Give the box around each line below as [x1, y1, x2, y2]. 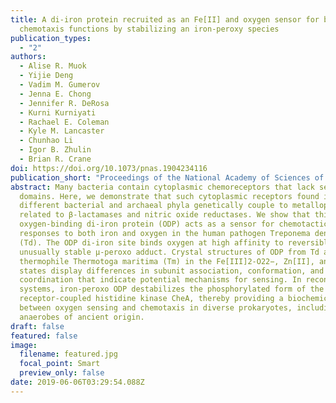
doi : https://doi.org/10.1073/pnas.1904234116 [10, 163, 208, 173]
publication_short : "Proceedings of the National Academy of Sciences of [10, 172, 325, 183]
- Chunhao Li [19, 136, 74, 146]
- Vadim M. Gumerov [19, 80, 101, 90]
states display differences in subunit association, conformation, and [19, 266, 325, 276]
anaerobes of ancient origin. [19, 312, 145, 322]
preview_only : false [19, 368, 105, 378]
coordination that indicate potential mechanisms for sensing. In [19, 275, 302, 285]
